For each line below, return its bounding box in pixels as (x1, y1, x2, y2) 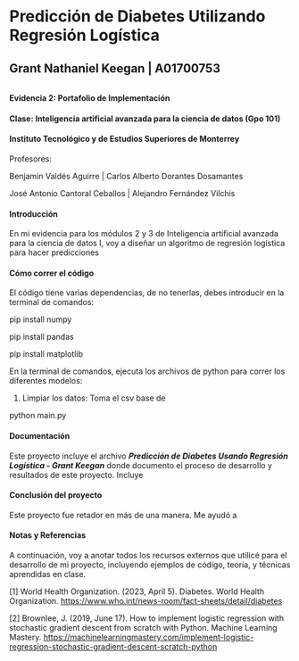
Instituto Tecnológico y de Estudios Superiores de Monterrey (9, 134, 240, 145)
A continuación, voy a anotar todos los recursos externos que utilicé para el (9, 550, 287, 560)
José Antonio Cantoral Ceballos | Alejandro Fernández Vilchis (9, 187, 236, 198)
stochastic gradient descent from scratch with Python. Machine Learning (9, 623, 278, 632)
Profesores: (9, 153, 52, 164)
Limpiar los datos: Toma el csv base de (21, 392, 167, 403)
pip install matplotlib (9, 349, 83, 359)
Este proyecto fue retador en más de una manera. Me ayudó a (9, 509, 237, 520)
